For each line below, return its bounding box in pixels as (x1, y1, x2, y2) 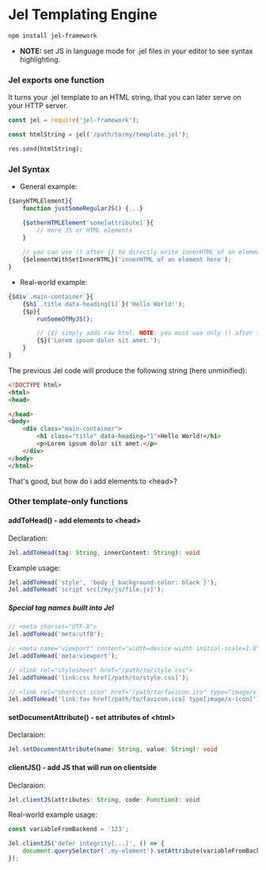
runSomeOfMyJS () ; (36, 315, 93, 323)
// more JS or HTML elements (36, 226, 133, 234)
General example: (19, 182, 78, 191)
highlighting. (19, 54, 61, 64)
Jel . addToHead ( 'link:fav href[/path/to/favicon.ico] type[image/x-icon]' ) (8, 695, 260, 703)
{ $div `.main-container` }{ (8, 292, 93, 301)
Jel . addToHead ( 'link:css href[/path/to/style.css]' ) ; (8, 673, 190, 682)
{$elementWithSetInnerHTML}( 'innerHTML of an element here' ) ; (22, 256, 232, 264)
